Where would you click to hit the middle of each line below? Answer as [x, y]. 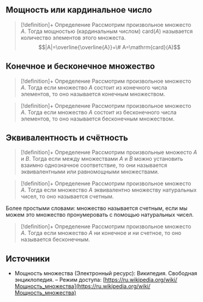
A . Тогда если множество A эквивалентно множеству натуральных [109, 190]
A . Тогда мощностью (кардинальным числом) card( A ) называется [107, 31]
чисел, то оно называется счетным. [67, 197]
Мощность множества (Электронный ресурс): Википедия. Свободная [106, 273]
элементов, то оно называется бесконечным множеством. [98, 119]
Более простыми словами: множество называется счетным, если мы [97, 208]
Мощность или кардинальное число [79, 10]
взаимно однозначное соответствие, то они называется [94, 165]
